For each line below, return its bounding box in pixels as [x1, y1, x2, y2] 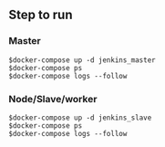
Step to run [8, 7, 73, 23]
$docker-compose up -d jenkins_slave [8, 113, 152, 122]
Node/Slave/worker [8, 92, 98, 105]
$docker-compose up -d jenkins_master [8, 55, 156, 65]
